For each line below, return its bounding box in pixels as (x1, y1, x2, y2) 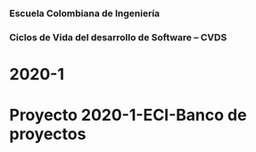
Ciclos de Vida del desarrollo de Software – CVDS (9, 30, 227, 43)
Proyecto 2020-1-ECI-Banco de (9, 106, 247, 125)
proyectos (9, 124, 87, 145)
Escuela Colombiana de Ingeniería (9, 7, 161, 20)
